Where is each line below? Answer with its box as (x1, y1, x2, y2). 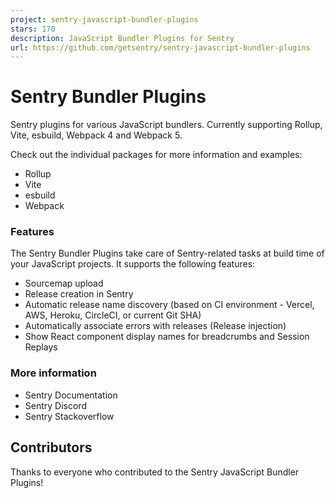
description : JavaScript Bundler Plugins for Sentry (10, 33, 235, 43)
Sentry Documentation (24, 389, 118, 401)
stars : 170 (10, 24, 56, 34)
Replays (24, 341, 58, 353)
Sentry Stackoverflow (24, 410, 115, 422)
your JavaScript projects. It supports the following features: (10, 258, 256, 270)
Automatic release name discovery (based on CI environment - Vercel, (24, 299, 315, 311)
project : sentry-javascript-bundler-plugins (10, 14, 199, 25)
